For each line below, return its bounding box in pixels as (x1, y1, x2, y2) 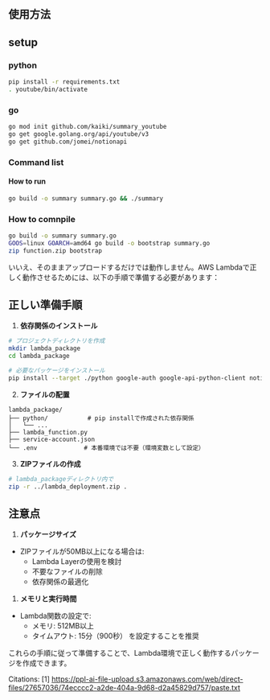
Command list (8, 156, 64, 167)
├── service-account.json (8, 435, 95, 443)
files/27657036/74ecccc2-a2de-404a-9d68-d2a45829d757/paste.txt (8, 683, 241, 693)
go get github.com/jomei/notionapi (8, 138, 128, 146)
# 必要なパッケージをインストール (8, 367, 106, 375)
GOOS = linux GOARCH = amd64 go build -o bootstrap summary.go (8, 239, 211, 247)
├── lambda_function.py (8, 428, 88, 436)
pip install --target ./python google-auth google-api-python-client (8, 373, 247, 382)
